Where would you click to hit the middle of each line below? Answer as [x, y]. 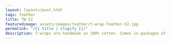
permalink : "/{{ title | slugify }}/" [47, 29]
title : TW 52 [19, 19]
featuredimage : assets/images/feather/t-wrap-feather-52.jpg [72, 24]
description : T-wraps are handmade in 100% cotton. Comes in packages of [86, 33]
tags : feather [20, 15]
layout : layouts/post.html [34, 10]
